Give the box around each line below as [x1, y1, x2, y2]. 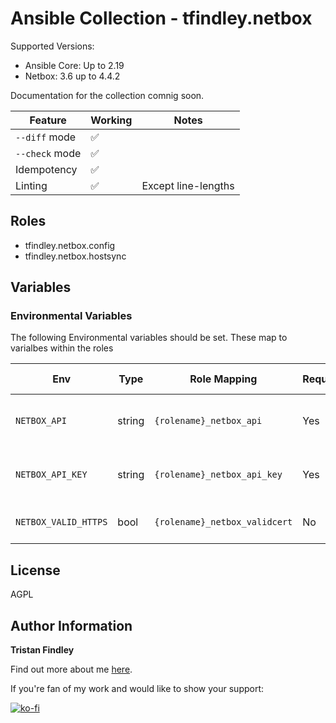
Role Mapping [189, 372, 258, 386]
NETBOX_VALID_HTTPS [15, 517, 108, 528]
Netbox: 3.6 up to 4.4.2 [24, 70, 121, 82]
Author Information [10, 617, 133, 634]
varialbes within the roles [10, 342, 114, 354]
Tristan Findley [10, 644, 75, 656]
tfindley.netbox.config [24, 239, 116, 251]
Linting [15, 178, 48, 192]
